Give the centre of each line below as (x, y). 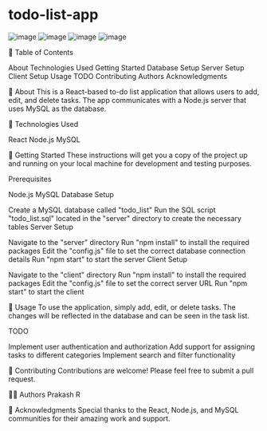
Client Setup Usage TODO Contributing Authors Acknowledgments (118, 76)
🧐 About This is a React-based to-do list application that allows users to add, (134, 91)
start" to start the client (46, 291)
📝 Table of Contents (41, 52)
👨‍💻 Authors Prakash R (45, 394)
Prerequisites (30, 179)
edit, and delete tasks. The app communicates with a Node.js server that (128, 100)
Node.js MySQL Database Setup (61, 194)
